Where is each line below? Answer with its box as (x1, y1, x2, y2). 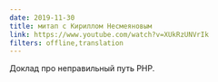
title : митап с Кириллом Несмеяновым (9, 22, 153, 31)
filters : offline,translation (9, 38, 124, 48)
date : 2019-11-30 (9, 13, 75, 23)
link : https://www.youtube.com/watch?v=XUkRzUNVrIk (9, 30, 209, 39)
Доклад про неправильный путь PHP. (9, 63, 155, 74)
